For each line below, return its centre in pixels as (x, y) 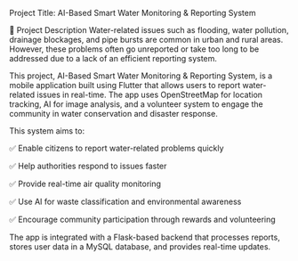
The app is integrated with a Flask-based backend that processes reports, (145, 237)
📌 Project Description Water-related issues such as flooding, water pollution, (149, 30)
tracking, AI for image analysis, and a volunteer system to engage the (137, 104)
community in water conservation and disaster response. (113, 114)
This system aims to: (47, 131)
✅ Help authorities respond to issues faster (88, 166)
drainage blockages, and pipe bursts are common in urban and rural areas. (146, 40)
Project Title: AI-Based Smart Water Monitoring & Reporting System (133, 13)
